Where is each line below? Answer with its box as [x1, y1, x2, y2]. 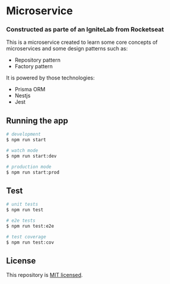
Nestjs [14, 92, 31, 99]
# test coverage [6, 234, 46, 240]
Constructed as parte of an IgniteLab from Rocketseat [6, 25, 164, 34]
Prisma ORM [14, 86, 46, 93]
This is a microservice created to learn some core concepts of [6, 39, 158, 46]
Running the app [6, 116, 68, 126]
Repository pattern [14, 56, 61, 63]
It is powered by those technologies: [6, 74, 95, 81]
